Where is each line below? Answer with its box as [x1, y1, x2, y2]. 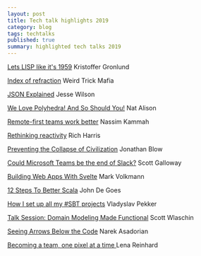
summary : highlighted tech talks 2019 [7, 43, 121, 50]
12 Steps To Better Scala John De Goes [7, 186, 121, 194]
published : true [7, 37, 55, 44]
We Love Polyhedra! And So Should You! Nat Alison [7, 104, 157, 112]
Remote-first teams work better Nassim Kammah [7, 117, 150, 126]
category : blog [7, 23, 52, 30]
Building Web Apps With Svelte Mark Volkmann [7, 173, 145, 180]
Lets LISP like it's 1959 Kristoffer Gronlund [7, 63, 130, 71]
